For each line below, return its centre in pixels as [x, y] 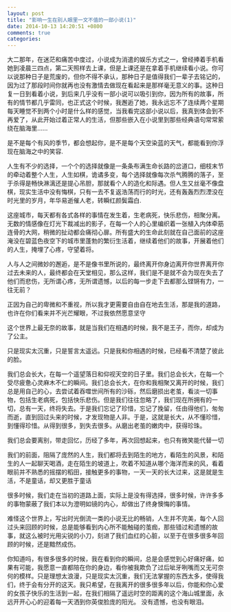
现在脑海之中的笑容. [35, 151]
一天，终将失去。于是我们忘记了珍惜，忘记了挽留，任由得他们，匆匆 [127, 408]
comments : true [29, 33]
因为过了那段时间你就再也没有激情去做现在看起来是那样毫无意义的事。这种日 [115, 85]
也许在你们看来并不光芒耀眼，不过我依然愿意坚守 [76, 313]
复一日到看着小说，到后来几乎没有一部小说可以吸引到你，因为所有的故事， [112, 94]
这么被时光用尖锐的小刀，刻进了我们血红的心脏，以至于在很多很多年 [121, 536]
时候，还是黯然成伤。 [49, 545]
